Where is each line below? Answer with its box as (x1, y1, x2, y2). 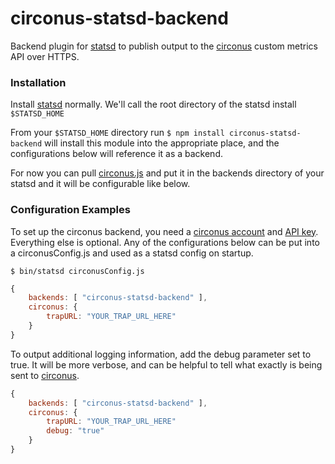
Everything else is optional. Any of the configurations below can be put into (10, 236, 320, 248)
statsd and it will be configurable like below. (10, 178, 191, 190)
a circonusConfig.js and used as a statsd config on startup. (10, 247, 254, 259)
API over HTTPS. (10, 50, 80, 62)
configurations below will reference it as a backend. (10, 148, 223, 160)
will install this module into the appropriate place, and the (44, 137, 280, 149)
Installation (10, 75, 67, 89)
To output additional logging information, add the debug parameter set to (10, 348, 312, 360)
